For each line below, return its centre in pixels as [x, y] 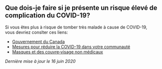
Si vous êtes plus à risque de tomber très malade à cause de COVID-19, [76, 27]
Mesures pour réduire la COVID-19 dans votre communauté [71, 47]
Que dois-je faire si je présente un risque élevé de [81, 8]
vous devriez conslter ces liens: [37, 32]
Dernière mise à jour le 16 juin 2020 [40, 61]
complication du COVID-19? [48, 16]
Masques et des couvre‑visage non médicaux [57, 52]
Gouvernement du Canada [38, 41]
